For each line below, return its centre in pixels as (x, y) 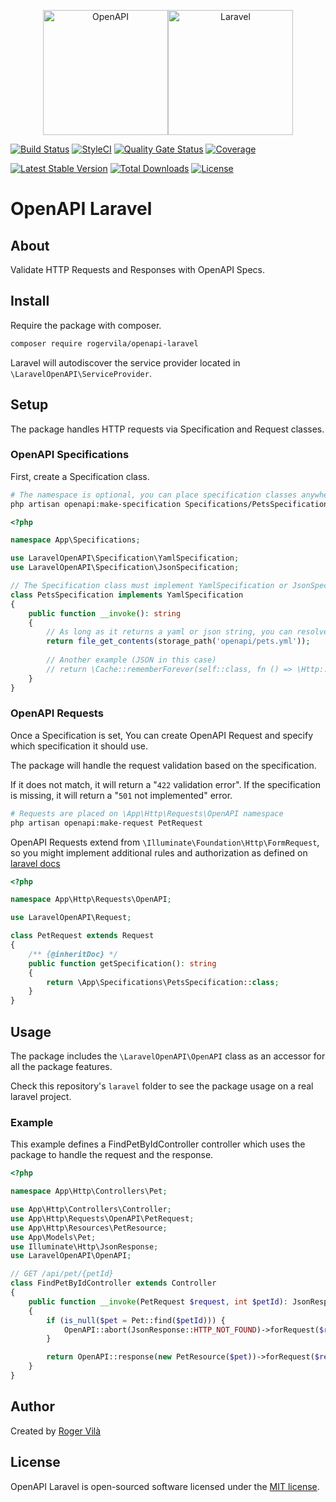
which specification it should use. (79, 746)
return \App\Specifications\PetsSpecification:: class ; (163, 982)
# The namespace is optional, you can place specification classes (154, 495)
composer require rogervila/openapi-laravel (104, 343)
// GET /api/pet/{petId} (62, 1274)
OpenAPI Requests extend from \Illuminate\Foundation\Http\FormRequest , (165, 842)
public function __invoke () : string (105, 613)
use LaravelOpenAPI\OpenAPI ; (71, 1256)
